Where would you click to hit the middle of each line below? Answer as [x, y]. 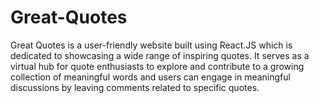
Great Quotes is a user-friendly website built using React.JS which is [151, 45]
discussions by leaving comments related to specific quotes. [135, 87]
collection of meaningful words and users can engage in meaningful [150, 77]
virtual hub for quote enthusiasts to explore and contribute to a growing [157, 66]
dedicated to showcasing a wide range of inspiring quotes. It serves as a [160, 55]
